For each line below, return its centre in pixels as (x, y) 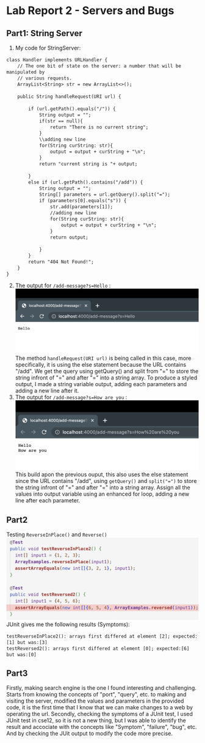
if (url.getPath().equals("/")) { (72, 109)
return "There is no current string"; (99, 127)
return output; (69, 237)
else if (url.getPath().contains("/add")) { (86, 182)
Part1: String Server (44, 33)
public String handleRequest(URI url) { (69, 97)
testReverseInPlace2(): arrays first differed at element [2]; (88, 636)
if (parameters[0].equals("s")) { (83, 201)
